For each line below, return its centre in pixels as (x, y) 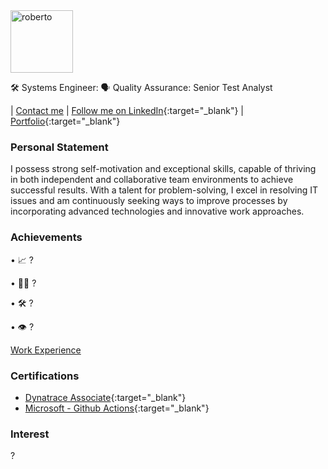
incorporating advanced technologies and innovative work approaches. (157, 211)
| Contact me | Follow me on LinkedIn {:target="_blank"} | (127, 110)
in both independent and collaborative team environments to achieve (152, 180)
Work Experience (46, 350)
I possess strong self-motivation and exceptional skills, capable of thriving (163, 169)
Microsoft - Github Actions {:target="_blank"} (117, 408)
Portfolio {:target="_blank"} (65, 121)
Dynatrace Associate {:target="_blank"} (105, 397)
